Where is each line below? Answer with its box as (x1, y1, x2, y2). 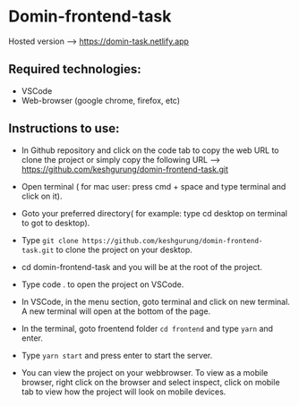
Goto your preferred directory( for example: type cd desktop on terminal (21, 207, 288, 218)
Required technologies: (8, 62, 141, 77)
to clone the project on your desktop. (56, 244, 193, 255)
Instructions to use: (8, 121, 120, 136)
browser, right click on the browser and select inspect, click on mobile (21, 376, 280, 387)
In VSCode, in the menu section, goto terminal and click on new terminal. (21, 296, 290, 307)
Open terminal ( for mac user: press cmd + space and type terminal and (21, 181, 286, 191)
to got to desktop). (21, 217, 90, 228)
